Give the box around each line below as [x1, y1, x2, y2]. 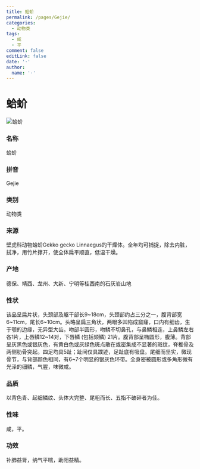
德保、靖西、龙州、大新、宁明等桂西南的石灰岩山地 [6, 280, 132, 287]
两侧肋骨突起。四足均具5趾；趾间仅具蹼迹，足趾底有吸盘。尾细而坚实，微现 [6, 348, 192, 355]
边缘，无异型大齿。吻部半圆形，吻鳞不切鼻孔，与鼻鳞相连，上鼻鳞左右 [21, 326, 194, 333]
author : [6, 64, 26, 70]
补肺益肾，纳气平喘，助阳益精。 [6, 456, 85, 463]
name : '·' [11, 70, 36, 76]
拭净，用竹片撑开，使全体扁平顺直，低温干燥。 [6, 249, 121, 256]
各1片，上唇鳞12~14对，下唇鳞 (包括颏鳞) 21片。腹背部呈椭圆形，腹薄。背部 [6, 333, 192, 340]
